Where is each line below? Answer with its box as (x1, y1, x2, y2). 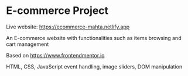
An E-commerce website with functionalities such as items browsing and (6, 34, 182, 41)
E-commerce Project (6, 4, 109, 17)
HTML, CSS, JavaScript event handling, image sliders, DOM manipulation (6, 63, 183, 70)
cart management (6, 41, 49, 48)
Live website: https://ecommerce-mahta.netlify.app (6, 23, 130, 30)
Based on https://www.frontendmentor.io (6, 52, 105, 59)
